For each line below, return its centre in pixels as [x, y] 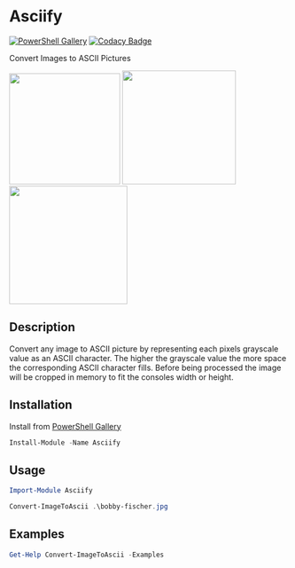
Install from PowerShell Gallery [65, 426]
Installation [41, 405]
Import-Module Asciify [51, 491]
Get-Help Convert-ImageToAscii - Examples [87, 555]
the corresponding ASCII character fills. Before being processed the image [145, 367]
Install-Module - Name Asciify [65, 442]
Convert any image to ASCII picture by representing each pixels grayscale [144, 349]
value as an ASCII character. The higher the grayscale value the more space [148, 358]
